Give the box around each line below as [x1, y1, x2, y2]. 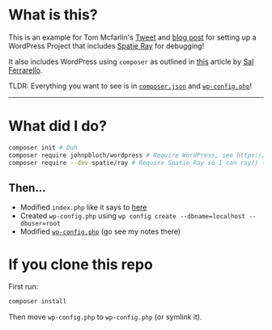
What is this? [8, 6, 99, 24]
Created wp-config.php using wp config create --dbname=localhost [19, 211, 245, 221]
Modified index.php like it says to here [19, 202, 147, 212]
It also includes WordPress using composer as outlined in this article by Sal [8, 57, 254, 66]
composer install [8, 298, 67, 306]
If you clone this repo [8, 255, 154, 273]
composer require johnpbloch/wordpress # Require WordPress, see [8, 151, 233, 159]
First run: [8, 281, 39, 292]
